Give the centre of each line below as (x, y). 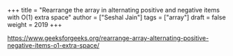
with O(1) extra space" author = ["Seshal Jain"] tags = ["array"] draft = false (116, 17)
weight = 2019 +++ (35, 25)
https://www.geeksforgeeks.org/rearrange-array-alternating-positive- (108, 38)
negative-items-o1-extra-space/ (54, 45)
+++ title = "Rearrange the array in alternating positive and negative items (114, 10)
